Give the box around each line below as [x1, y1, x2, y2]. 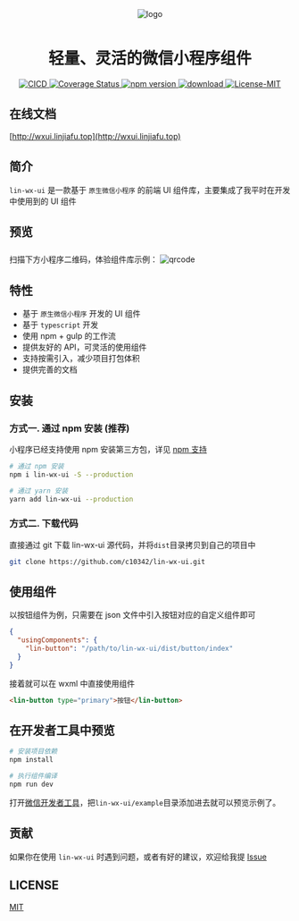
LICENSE [9, 878, 60, 893]
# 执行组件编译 [9, 772, 58, 781]
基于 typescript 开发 [21, 319, 99, 330]
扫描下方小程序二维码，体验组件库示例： [9, 254, 158, 265]
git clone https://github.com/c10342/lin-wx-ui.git [9, 557, 205, 566]
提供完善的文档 [21, 364, 78, 375]
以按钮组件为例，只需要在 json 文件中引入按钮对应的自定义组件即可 [9, 610, 256, 621]
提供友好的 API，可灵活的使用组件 [21, 342, 147, 352]
